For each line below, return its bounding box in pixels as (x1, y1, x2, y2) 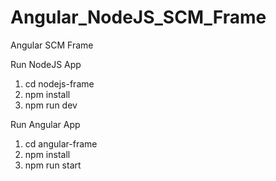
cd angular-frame (24, 137, 98, 150)
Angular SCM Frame (10, 39, 94, 51)
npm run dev (24, 99, 78, 111)
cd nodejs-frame (24, 77, 95, 90)
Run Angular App (10, 118, 81, 130)
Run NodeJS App (10, 58, 82, 70)
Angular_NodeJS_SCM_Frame (10, 6, 267, 29)
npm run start (24, 159, 82, 171)
